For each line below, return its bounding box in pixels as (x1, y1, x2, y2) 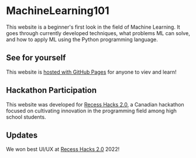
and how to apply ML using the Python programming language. (6, 36, 158, 43)
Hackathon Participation (6, 85, 97, 95)
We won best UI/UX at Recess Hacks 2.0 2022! (6, 146, 120, 153)
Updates (6, 130, 38, 140)
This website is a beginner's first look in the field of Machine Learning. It (6, 23, 180, 30)
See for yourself (6, 53, 66, 63)
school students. (6, 113, 46, 121)
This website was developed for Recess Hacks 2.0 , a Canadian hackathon (6, 101, 184, 108)
